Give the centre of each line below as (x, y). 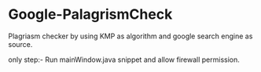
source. (20, 44)
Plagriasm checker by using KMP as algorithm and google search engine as (130, 36)
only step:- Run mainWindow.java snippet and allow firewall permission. (124, 59)
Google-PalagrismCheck (90, 14)
